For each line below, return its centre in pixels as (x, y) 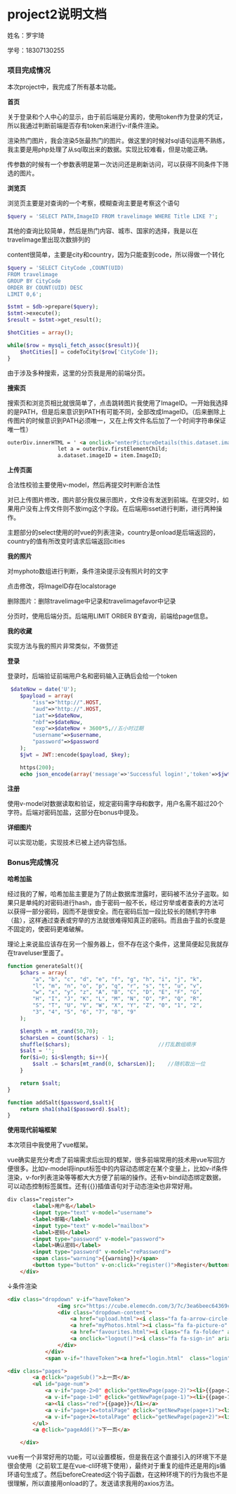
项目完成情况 (29, 70)
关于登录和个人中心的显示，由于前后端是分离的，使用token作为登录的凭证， (117, 117)
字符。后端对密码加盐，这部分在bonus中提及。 (75, 812)
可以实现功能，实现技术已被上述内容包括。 (69, 842)
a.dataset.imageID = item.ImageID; (109, 456)
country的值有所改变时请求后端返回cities (66, 541)
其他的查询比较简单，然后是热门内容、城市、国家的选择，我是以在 (103, 231)
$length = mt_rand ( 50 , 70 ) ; (59, 1031)
